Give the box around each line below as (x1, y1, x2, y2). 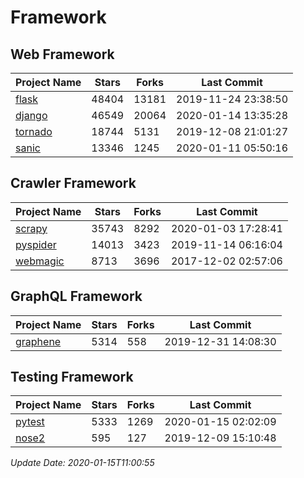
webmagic (15, 254, 65, 268)
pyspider (15, 237, 57, 251)
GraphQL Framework (10, 288, 143, 305)
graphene (15, 334, 62, 348)
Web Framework (10, 46, 115, 63)
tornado (15, 125, 53, 138)
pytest (15, 415, 45, 429)
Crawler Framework (10, 175, 137, 192)
